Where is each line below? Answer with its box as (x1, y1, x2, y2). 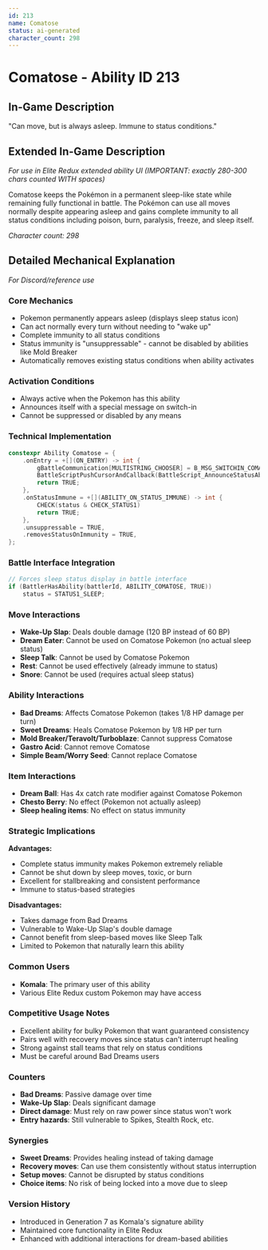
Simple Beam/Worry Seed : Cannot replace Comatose (19, 750, 198, 760)
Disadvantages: (8, 901, 62, 910)
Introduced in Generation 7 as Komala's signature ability (19, 1216, 204, 1226)
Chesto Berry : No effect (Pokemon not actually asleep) (19, 797, 202, 806)
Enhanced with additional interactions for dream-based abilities (19, 1233, 229, 1244)
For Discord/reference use (8, 275, 95, 285)
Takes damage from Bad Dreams (19, 916, 128, 925)
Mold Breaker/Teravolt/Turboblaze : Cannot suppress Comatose (19, 733, 233, 743)
